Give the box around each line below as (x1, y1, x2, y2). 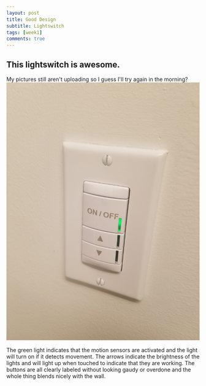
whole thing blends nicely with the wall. (6, 372, 106, 380)
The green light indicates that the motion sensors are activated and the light (6, 346, 198, 353)
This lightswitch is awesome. (6, 59, 120, 70)
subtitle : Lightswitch (6, 23, 64, 29)
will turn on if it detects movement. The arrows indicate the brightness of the (6, 353, 200, 360)
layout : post (6, 10, 40, 16)
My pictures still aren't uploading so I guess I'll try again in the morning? (6, 75, 188, 83)
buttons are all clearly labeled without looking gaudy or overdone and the (6, 366, 191, 373)
